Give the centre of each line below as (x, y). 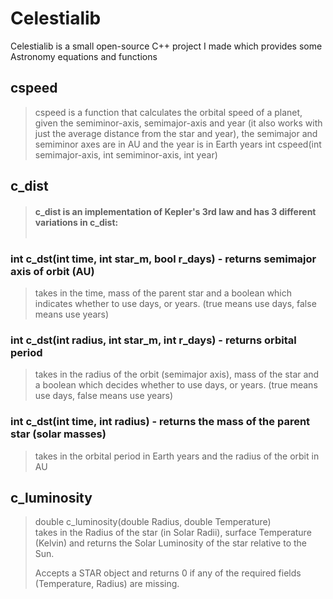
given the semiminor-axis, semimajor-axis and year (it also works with (178, 123)
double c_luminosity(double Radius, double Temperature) (153, 522)
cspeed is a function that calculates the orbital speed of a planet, (168, 112)
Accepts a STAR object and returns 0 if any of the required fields (168, 573)
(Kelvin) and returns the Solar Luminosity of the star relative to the (170, 543)
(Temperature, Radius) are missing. (107, 584)
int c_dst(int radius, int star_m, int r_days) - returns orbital (153, 340)
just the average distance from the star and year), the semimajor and (176, 133)
